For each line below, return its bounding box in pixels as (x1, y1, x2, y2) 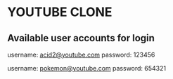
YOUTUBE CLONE (7, 4, 113, 20)
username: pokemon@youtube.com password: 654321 (7, 64, 167, 72)
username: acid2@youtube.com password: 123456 (7, 50, 155, 59)
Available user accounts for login (7, 32, 155, 44)
